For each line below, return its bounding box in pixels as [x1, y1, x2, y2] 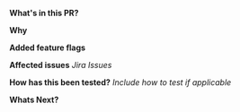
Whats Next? [9, 94, 59, 105]
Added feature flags [9, 42, 86, 53]
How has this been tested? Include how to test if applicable [9, 77, 232, 88]
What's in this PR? [9, 8, 79, 18]
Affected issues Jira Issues [9, 60, 112, 70]
